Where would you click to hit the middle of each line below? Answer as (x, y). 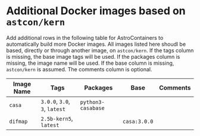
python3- (93, 102)
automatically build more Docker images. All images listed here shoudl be (96, 44)
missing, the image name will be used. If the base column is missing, (90, 63)
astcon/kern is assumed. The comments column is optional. (79, 69)
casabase (93, 108)
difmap (18, 121)
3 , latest (53, 109)
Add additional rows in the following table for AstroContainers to (85, 37)
